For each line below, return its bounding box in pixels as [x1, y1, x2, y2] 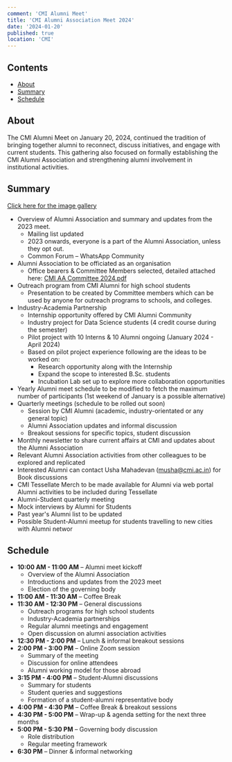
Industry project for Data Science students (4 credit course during [27, 318, 217, 326]
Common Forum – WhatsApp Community [27, 251, 145, 260]
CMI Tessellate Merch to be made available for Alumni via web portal [17, 480, 213, 489]
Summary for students [27, 681, 91, 689]
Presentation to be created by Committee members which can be [27, 289, 214, 297]
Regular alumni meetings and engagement [27, 622, 149, 630]
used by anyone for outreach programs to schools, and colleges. [27, 296, 213, 304]
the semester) [27, 325, 68, 334]
